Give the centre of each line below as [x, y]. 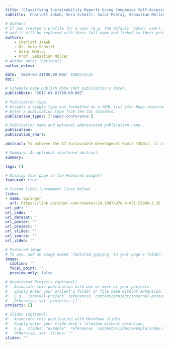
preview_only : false [31, 273]
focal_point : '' [27, 268]
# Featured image [23, 250]
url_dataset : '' [22, 217]
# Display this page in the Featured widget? [54, 176]
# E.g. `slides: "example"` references [49, 328]
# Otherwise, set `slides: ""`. [41, 333]
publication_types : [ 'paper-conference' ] [49, 116]
